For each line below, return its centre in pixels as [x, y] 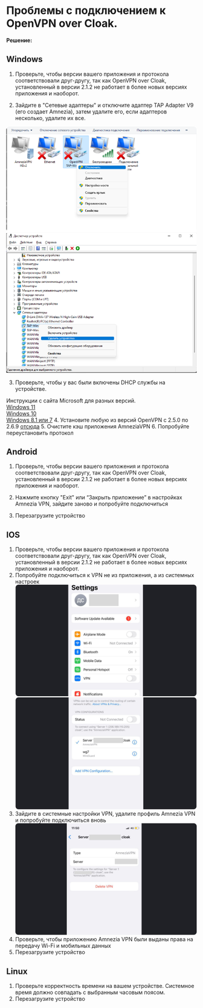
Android [22, 452]
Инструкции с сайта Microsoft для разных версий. [71, 401]
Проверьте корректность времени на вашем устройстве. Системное [105, 986]
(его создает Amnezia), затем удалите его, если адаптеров [91, 111]
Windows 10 [21, 413]
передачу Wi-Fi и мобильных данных [63, 946]
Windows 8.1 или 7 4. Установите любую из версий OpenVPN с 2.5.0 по [97, 420]
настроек [27, 582]
